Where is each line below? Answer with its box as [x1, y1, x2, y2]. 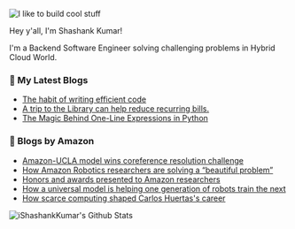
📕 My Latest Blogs [9, 73, 89, 86]
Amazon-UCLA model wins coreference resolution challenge [21, 155, 244, 165]
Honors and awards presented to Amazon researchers [21, 173, 221, 185]
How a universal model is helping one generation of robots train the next [21, 183, 286, 194]
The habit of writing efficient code [21, 94, 147, 105]
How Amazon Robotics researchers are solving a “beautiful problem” [21, 164, 274, 175]
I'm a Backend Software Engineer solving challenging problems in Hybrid [9, 42, 276, 53]
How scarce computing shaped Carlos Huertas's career [21, 193, 226, 203]
